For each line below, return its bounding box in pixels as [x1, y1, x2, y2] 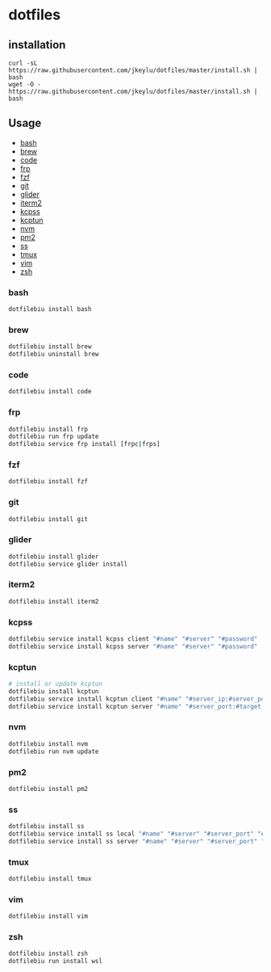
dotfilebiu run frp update [8, 432, 99, 441]
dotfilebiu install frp [8, 425, 89, 433]
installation [8, 38, 66, 52]
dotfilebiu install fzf [8, 478, 89, 486]
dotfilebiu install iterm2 [8, 597, 99, 605]
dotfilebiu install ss [8, 823, 85, 831]
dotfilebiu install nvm [8, 739, 89, 748]
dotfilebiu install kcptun [8, 687, 99, 696]
